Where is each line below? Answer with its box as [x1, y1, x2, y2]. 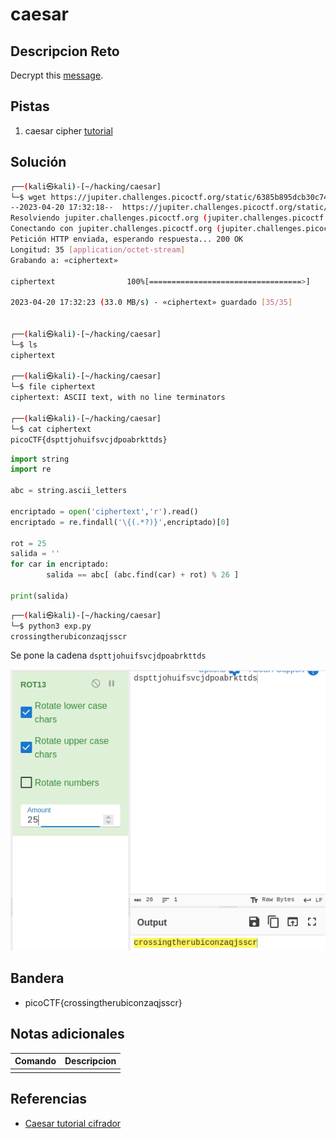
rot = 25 [10, 538, 47, 548]
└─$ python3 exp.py [10, 621, 92, 631]
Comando [14, 1055, 57, 1067]
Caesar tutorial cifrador [24, 1117, 122, 1129]
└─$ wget [10, 192, 47, 202]
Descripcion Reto [10, 43, 120, 60]
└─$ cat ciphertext [10, 424, 92, 434]
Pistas [10, 98, 50, 115]
